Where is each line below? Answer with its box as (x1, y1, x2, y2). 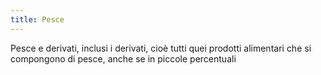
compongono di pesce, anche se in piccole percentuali (10, 52, 237, 65)
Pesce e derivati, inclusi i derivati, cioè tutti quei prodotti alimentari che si (10, 42, 312, 54)
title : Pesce (10, 14, 65, 25)
